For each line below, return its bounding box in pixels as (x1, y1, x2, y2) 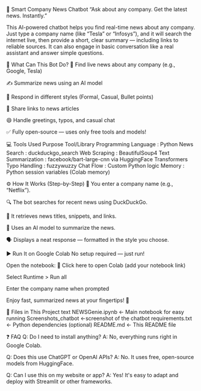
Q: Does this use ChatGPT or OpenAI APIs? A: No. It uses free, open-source (6, 354, 194, 360)
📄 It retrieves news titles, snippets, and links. (6, 212, 117, 220)
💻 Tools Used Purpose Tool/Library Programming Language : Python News (6, 141, 194, 147)
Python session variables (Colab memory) (6, 168, 110, 176)
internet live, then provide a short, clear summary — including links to (6, 37, 179, 43)
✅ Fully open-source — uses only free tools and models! (6, 128, 146, 135)
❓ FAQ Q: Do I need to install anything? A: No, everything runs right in (6, 333, 178, 340)
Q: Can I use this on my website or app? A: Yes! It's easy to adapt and (6, 372, 179, 378)
